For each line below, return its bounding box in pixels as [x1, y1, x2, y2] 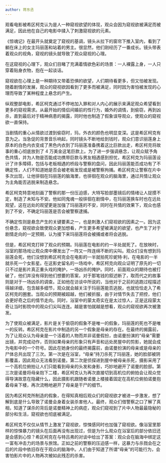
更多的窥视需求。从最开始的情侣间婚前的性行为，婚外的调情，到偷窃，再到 [5, 107, 157, 113]
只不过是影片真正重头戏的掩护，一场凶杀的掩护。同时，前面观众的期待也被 [5, 266, 157, 272]
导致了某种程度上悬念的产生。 [13, 90, 75, 96]
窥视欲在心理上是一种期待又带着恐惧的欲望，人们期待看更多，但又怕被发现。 [5, 78, 161, 84]
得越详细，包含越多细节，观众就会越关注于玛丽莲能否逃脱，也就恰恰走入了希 [5, 285, 161, 291]
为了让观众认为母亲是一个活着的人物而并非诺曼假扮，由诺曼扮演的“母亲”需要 [5, 332, 161, 338]
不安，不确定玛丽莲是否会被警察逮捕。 [13, 208, 92, 214]
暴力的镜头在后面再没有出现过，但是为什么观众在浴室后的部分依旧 [22, 427, 157, 433]
